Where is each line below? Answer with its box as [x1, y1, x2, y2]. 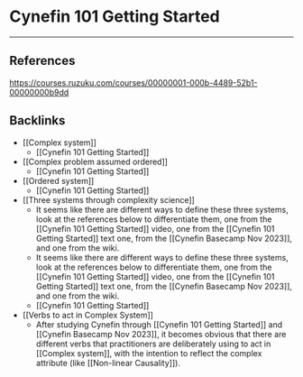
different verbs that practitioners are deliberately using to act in [35, 338, 271, 349]
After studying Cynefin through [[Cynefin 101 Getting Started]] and [35, 318, 283, 330]
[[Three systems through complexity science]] [22, 194, 196, 205]
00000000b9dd [9, 87, 69, 97]
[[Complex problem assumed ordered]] [22, 156, 169, 167]
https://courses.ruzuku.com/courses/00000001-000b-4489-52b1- [9, 77, 259, 87]
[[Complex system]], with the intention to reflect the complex [35, 347, 262, 358]
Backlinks [9, 113, 66, 128]
